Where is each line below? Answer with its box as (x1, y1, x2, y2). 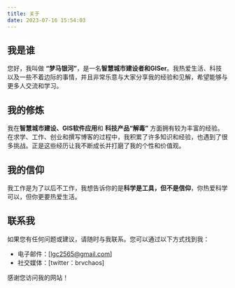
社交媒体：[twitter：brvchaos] (17, 258, 105, 266)
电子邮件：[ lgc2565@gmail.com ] (17, 250, 113, 258)
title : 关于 (7, 10, 40, 17)
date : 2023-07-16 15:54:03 (7, 17, 86, 24)
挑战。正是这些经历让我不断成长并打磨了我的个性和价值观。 (13, 141, 185, 150)
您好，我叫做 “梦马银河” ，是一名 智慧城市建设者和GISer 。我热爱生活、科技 (7, 64, 222, 73)
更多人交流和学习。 (7, 82, 63, 90)
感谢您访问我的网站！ (7, 273, 69, 282)
